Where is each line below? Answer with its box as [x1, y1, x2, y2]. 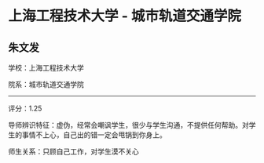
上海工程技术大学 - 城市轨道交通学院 [8, 7, 242, 25]
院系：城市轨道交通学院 [8, 80, 84, 89]
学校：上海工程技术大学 [8, 63, 84, 72]
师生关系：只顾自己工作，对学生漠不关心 [8, 147, 139, 156]
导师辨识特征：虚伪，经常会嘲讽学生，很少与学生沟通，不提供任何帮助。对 [8, 121, 249, 129]
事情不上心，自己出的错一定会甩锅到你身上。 [21, 130, 167, 139]
